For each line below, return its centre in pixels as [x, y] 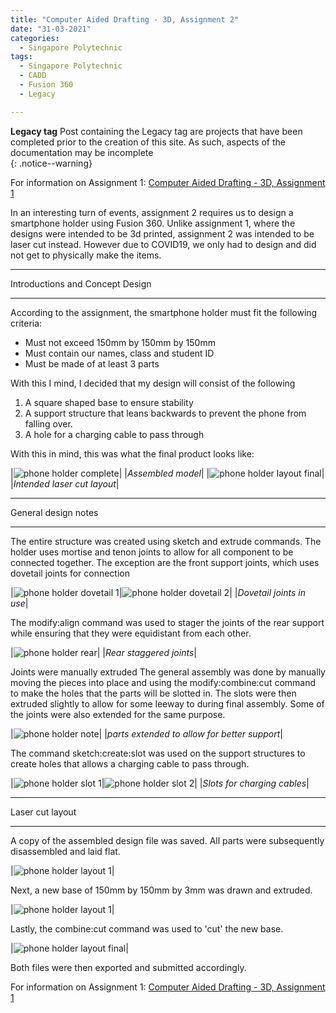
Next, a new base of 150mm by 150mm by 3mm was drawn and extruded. [161, 890]
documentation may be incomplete [82, 152]
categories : [35, 38]
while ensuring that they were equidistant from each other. [131, 633]
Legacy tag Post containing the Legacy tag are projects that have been [156, 131]
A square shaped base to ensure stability [109, 402]
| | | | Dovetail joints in [158, 592]
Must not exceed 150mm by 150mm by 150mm [120, 342]
